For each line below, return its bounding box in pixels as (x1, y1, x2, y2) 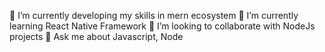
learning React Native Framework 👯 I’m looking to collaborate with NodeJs (9, 20, 316, 32)
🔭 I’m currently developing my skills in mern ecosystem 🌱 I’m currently (9, 10, 299, 21)
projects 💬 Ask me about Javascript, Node (9, 31, 184, 42)
